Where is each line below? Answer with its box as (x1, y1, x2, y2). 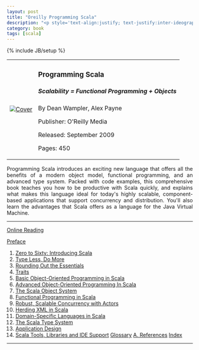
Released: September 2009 (38, 131, 115, 139)
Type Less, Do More (15, 256, 65, 263)
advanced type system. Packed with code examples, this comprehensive (6, 178, 193, 185)
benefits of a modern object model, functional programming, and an (6, 171, 193, 179)
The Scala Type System (15, 319, 73, 326)
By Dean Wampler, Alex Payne (38, 104, 122, 113)
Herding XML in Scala (15, 306, 68, 313)
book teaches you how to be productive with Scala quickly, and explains (6, 184, 193, 192)
